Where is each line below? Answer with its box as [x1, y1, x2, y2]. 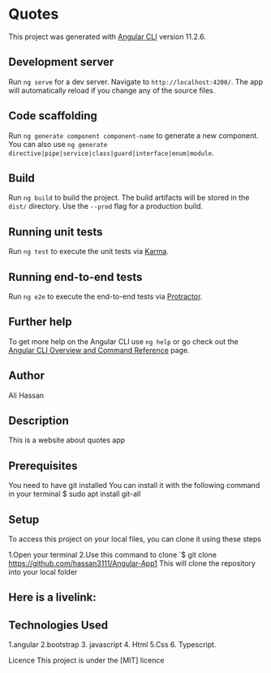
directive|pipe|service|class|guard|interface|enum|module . [8, 148, 214, 157]
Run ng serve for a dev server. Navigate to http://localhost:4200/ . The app [8, 76, 264, 86]
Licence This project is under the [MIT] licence [8, 655, 165, 666]
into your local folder [8, 567, 78, 577]
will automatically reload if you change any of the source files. [8, 85, 216, 95]
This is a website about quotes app [8, 435, 126, 445]
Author [8, 369, 45, 382]
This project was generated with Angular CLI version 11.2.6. [8, 32, 207, 41]
